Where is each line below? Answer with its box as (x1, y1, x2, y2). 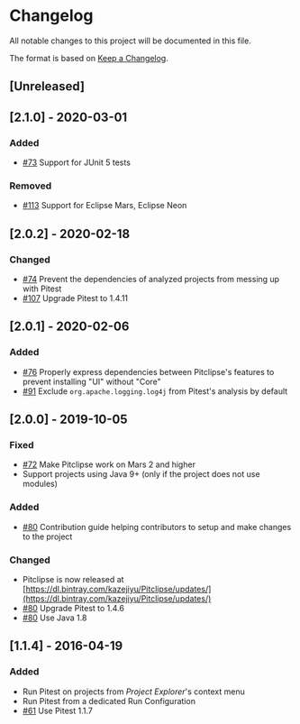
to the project (22, 531, 73, 542)
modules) (22, 479, 59, 490)
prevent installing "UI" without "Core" (22, 376, 162, 387)
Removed (9, 179, 52, 192)
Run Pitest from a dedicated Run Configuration (22, 695, 196, 706)
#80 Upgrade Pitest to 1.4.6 (22, 602, 124, 613)
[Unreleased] (9, 78, 86, 95)
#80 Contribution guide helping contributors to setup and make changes (22, 521, 292, 532)
